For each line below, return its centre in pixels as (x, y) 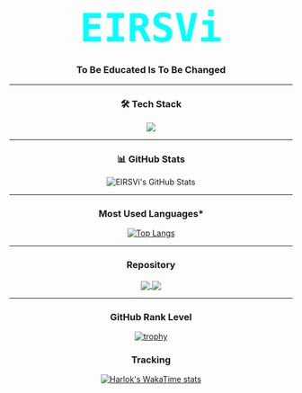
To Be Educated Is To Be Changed (151, 70)
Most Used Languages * (151, 214)
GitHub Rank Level (151, 317)
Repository (151, 265)
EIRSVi (151, 28)
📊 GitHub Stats (151, 159)
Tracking (151, 360)
